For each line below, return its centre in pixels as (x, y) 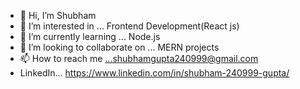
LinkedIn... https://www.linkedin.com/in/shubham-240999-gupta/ (154, 73)
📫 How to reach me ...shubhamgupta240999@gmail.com (139, 58)
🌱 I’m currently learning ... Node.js (90, 36)
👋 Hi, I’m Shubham (58, 15)
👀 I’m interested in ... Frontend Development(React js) (129, 26)
